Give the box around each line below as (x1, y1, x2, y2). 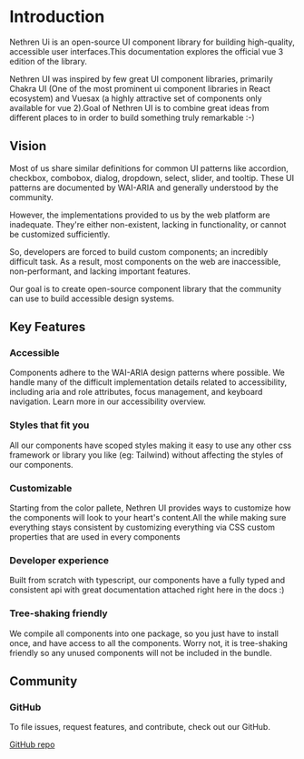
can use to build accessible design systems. (9, 293, 175, 304)
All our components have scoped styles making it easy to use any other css (9, 440, 292, 450)
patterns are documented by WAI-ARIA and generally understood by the (9, 182, 279, 193)
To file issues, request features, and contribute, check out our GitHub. (9, 722, 270, 733)
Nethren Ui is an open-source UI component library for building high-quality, (9, 36, 295, 47)
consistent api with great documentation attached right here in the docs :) (9, 584, 285, 595)
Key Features (9, 319, 86, 335)
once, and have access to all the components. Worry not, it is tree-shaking (9, 637, 289, 648)
